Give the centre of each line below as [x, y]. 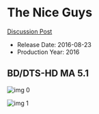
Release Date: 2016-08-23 [54, 44]
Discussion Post [30, 31]
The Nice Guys [50, 13]
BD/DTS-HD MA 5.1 [48, 73]
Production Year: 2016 [48, 52]
